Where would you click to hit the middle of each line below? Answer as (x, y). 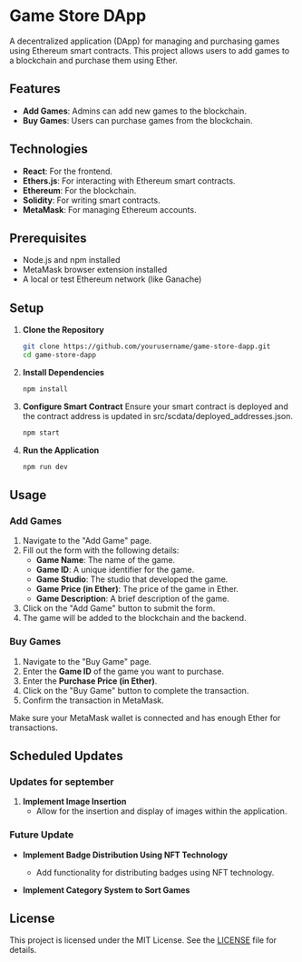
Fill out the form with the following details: (101, 550)
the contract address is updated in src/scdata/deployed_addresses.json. (157, 416)
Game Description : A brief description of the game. (132, 599)
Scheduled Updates (67, 756)
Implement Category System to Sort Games (106, 890)
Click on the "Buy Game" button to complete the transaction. (136, 690)
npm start (41, 433)
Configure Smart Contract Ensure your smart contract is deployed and (155, 406)
